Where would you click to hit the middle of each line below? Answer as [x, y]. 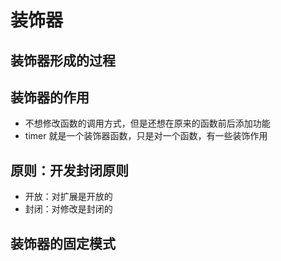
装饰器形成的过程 [63, 60]
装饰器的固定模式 [63, 243]
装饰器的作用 [50, 97]
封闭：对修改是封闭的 [68, 209]
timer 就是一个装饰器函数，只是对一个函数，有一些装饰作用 [146, 136]
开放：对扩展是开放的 [68, 197]
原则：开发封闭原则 [69, 170]
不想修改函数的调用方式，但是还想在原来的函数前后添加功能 [147, 123]
